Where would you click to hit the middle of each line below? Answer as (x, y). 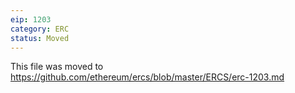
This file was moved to (57, 67)
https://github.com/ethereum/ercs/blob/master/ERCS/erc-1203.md (147, 77)
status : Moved (40, 38)
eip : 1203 (31, 19)
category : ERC (40, 29)
